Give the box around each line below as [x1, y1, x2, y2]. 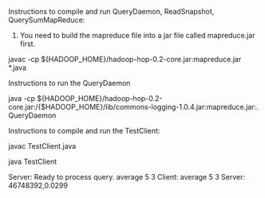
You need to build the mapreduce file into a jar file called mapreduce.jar [19, 31, 255, 40]
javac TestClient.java [8, 142, 77, 150]
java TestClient [8, 157, 57, 166]
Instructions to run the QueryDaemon [8, 79, 131, 87]
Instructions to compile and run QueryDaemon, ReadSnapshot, [8, 7, 215, 16]
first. [19, 39, 36, 49]
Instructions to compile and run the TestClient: [8, 126, 160, 135]
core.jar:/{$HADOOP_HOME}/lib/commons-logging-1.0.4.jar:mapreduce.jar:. [8, 103, 259, 111]
